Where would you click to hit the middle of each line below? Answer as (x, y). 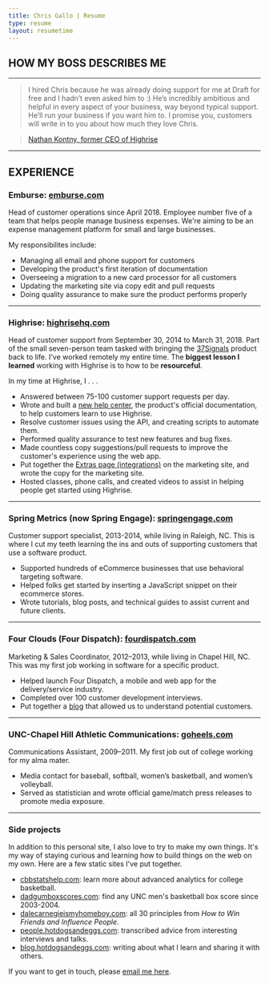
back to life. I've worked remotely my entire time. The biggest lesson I (124, 357)
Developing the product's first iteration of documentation (114, 268)
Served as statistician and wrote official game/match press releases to (136, 793)
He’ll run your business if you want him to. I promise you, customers (140, 115)
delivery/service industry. (62, 689)
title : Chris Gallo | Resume (57, 16)
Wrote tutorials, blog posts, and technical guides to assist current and (134, 602)
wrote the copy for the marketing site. (82, 473)
